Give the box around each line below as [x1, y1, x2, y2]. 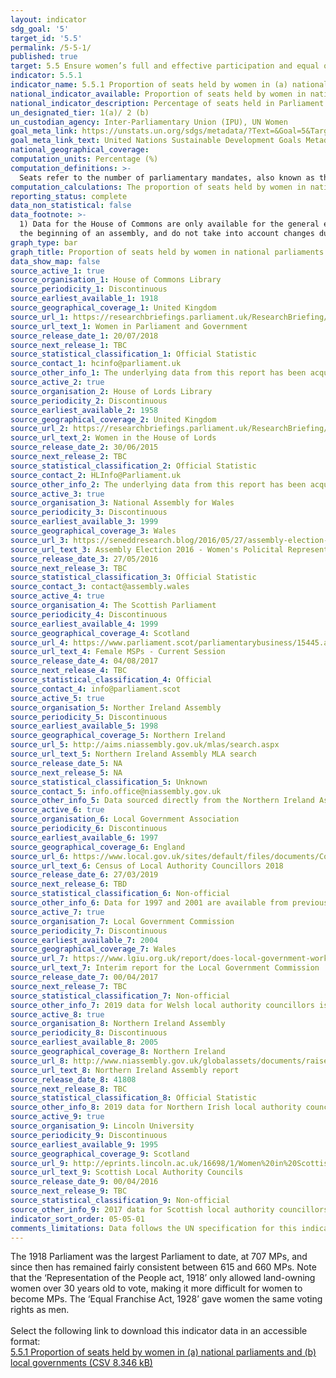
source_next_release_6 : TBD [10, 879, 128, 890]
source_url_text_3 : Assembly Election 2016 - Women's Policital [10, 544, 284, 555]
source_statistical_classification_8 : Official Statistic [10, 1093, 257, 1103]
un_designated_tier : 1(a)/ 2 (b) [10, 107, 150, 118]
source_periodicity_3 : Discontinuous [10, 507, 168, 518]
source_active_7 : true [10, 907, 105, 917]
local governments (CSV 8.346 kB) [10, 1357, 153, 1369]
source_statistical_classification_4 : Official [10, 675, 213, 685]
